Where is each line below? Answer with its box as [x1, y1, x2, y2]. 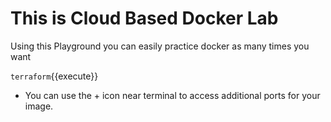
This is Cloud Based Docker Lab [10, 7, 279, 30]
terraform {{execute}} [10, 70, 99, 82]
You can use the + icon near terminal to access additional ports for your [24, 89, 321, 101]
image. [24, 100, 54, 112]
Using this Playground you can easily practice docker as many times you [10, 40, 310, 52]
